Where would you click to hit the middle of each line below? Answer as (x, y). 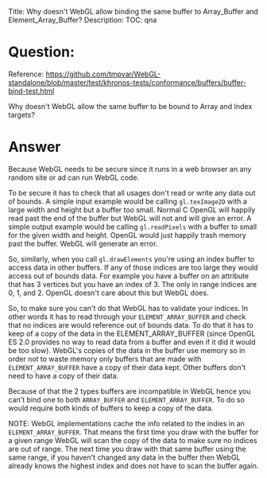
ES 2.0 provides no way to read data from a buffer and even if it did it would (132, 342)
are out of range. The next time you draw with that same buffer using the (127, 449)
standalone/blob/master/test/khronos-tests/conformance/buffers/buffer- (127, 82)
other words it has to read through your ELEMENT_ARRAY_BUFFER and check (127, 317)
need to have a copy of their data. (64, 375)
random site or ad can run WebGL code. (74, 177)
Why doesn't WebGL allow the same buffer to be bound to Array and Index (130, 106)
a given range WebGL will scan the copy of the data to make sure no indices (133, 440)
